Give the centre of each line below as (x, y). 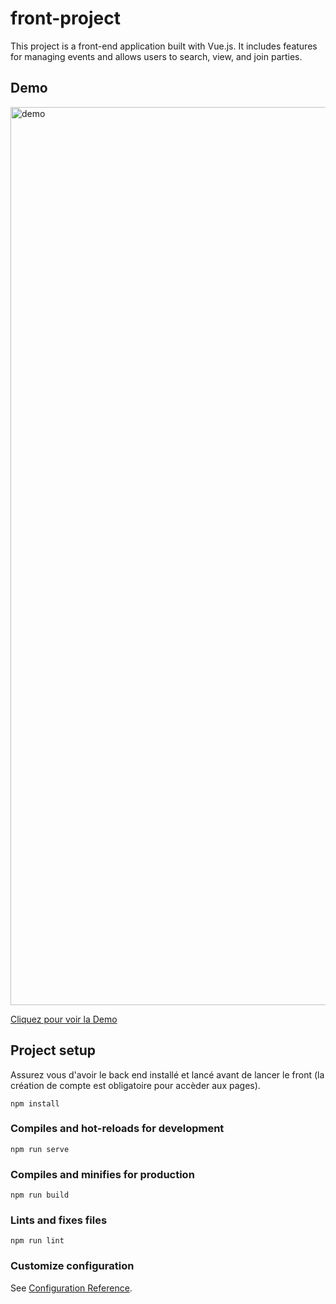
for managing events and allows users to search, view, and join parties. (156, 56)
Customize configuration (72, 1266)
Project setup (53, 1050)
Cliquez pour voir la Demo (64, 1019)
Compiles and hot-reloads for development (117, 1129)
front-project (65, 18)
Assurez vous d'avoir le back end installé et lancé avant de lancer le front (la (167, 1074)
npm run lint (37, 1241)
